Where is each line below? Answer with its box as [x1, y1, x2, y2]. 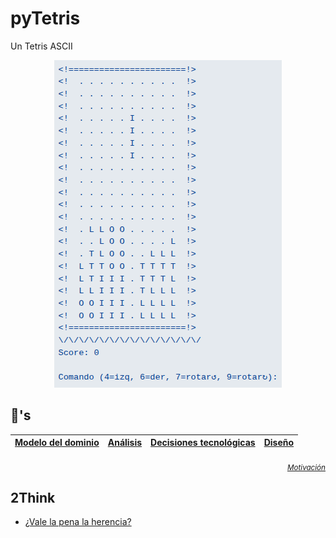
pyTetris [10, 7, 81, 30]
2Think [10, 489, 56, 506]
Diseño [263, 437, 295, 449]
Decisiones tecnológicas [150, 437, 256, 449]
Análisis [107, 437, 143, 449]
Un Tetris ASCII [10, 40, 73, 52]
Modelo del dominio [14, 437, 100, 449]
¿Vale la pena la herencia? [24, 516, 132, 528]
